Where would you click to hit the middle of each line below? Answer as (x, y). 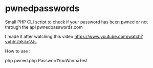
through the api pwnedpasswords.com (44, 27)
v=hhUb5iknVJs (21, 41)
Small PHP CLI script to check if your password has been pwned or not (76, 22)
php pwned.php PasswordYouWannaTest (46, 60)
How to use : (18, 51)
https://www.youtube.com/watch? (109, 36)
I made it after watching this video (39, 36)
